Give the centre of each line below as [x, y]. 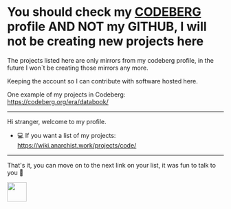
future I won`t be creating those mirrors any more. [78, 68]
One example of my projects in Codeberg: [66, 94]
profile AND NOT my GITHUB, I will [107, 27]
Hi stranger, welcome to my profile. [57, 121]
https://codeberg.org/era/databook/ [58, 101]
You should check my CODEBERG [104, 12]
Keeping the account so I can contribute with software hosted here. [102, 81]
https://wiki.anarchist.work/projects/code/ [77, 145]
